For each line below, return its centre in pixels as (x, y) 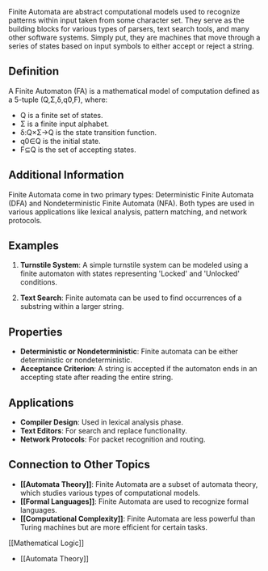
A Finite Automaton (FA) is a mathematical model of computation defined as (134, 91)
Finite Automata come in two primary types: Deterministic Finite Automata (131, 194)
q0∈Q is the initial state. (60, 141)
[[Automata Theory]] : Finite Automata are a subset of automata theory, (139, 484)
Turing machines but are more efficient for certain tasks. (114, 527)
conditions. (39, 282)
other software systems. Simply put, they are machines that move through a (134, 37)
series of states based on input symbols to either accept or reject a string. (131, 46)
